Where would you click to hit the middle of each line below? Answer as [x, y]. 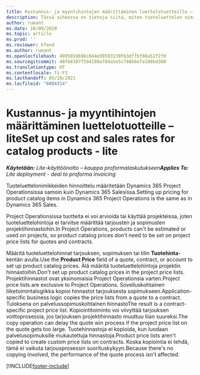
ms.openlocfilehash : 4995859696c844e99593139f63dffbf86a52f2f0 [86, 56]
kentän [15, 259]
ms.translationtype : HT [36, 67]
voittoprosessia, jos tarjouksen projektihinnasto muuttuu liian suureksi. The [97, 316]
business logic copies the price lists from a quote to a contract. [104, 297]
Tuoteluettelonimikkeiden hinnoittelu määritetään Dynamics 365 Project [93, 185]
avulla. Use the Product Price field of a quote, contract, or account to [108, 259]
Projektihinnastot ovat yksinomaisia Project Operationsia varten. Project [93, 278]
